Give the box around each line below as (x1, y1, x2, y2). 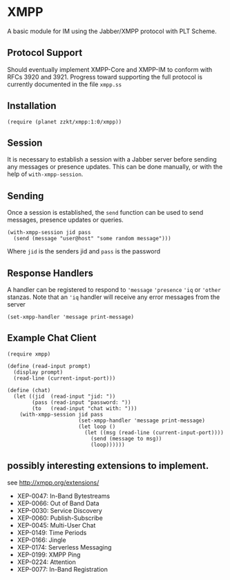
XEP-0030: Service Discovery (17, 506, 102, 514)
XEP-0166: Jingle (17, 536, 67, 544)
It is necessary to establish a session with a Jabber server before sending (7, 155, 218, 164)
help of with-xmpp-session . (7, 170, 84, 178)
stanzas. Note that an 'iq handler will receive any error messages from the (7, 293, 220, 301)
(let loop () (78, 423, 116, 430)
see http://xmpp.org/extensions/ (7, 478, 99, 487)
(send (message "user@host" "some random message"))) (13, 235, 171, 242)
